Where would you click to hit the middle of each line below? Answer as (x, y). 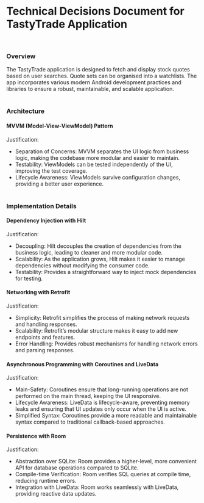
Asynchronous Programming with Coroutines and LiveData (83, 364)
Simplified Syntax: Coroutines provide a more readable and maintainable (106, 416)
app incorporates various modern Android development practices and (94, 82)
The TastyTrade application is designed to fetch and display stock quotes (98, 70)
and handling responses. (46, 324)
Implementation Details (42, 206)
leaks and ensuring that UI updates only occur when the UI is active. (101, 409)
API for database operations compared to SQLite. (77, 468)
